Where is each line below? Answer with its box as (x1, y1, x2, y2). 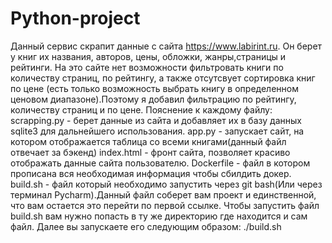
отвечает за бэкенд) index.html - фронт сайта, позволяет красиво (10, 146, 291, 158)
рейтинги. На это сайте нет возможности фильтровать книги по (10, 61, 284, 73)
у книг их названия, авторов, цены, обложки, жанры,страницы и (10, 50, 287, 62)
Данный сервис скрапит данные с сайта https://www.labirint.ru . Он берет (10, 40, 323, 52)
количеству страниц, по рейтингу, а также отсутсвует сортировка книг (10, 72, 316, 84)
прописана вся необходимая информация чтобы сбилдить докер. (10, 167, 292, 179)
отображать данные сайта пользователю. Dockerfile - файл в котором (10, 157, 311, 169)
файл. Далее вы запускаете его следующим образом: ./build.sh (10, 220, 282, 232)
